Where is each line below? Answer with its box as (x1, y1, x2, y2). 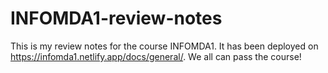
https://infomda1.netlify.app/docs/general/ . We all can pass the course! (10, 50, 302, 62)
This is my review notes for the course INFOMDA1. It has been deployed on (10, 40, 319, 52)
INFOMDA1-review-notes (10, 7, 223, 30)
